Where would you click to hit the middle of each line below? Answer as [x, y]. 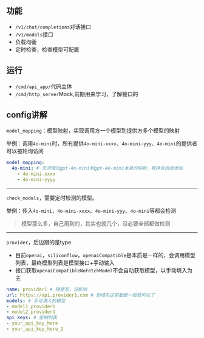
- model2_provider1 [31, 312]
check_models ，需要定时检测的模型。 [52, 198]
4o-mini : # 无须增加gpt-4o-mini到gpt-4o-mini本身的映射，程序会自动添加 [97, 168]
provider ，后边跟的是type [39, 242]
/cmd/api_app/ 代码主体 [43, 86]
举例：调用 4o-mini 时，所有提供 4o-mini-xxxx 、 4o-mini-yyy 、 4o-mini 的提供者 [102, 143]
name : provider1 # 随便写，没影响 [47, 289]
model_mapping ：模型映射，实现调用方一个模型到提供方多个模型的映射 [93, 131]
